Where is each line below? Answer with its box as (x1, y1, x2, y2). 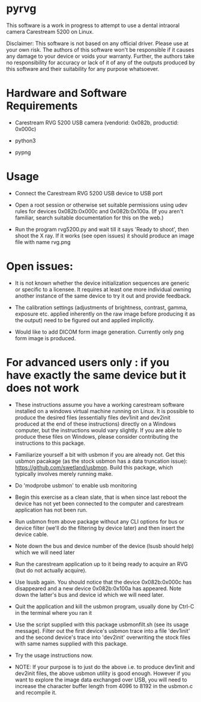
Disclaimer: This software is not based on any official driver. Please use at (6, 40, 189, 47)
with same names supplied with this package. (14, 639, 128, 647)
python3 (14, 137, 36, 144)
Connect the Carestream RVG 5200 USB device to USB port (14, 189, 163, 197)
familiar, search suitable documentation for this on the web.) (14, 214, 164, 221)
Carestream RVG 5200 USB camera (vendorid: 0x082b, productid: (14, 119, 179, 126)
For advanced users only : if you (6, 355, 170, 369)
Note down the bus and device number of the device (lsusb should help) (14, 542, 194, 549)
